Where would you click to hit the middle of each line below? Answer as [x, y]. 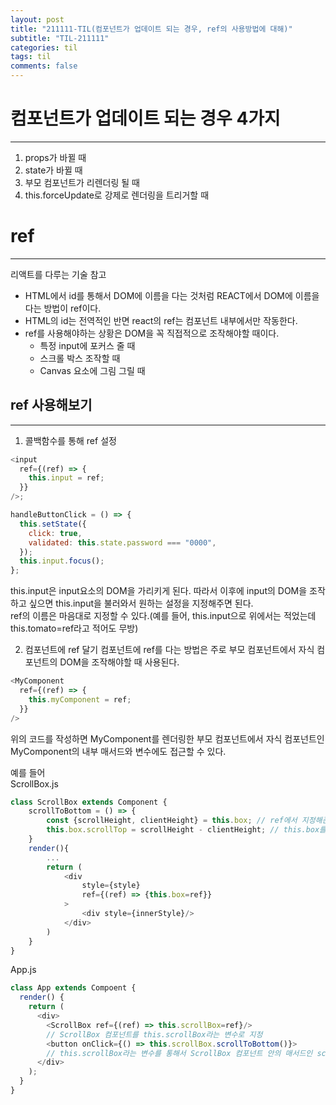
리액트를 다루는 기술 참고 [58, 274]
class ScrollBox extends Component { [89, 802]
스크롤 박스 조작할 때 [80, 358]
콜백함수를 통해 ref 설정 [70, 440]
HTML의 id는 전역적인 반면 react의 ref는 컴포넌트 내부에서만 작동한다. [161, 320]
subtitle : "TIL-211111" [60, 38]
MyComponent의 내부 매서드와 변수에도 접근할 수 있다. [118, 751]
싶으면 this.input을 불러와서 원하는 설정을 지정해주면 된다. [141, 603]
